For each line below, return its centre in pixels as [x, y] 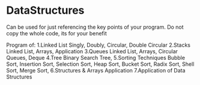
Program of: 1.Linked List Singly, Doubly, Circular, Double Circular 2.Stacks [98, 45]
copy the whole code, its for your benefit [56, 33]
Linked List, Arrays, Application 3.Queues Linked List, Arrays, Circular [92, 51]
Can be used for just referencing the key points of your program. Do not [95, 27]
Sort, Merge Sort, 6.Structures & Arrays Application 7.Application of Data [96, 70]
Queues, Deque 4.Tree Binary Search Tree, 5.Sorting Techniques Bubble [95, 57]
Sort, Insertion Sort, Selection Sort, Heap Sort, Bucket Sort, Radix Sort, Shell [100, 64]
